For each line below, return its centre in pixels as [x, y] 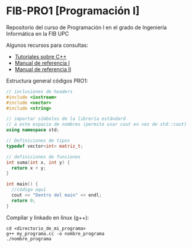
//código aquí [29, 190]
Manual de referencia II [43, 69]
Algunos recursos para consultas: [47, 45]
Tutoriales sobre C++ [41, 56]
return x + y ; [29, 168]
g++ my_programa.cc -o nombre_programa [55, 233]
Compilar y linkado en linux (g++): [48, 217]
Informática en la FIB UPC [38, 33]
